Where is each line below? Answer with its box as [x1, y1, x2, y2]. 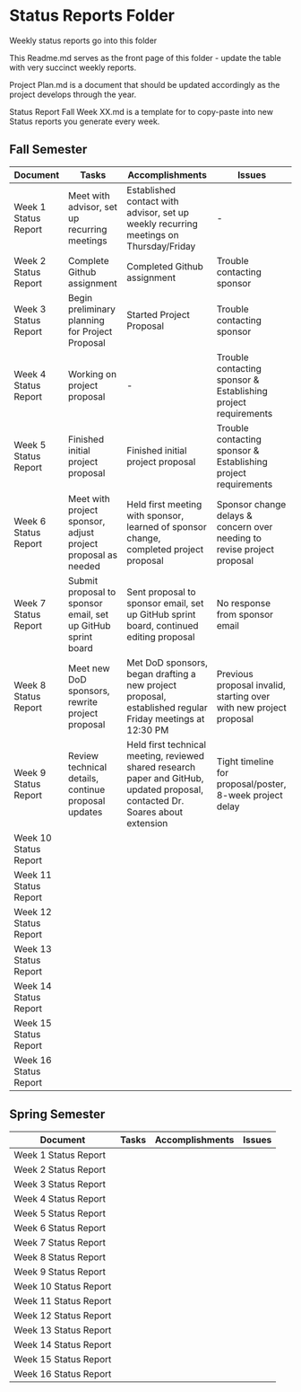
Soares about [126, 806, 184, 818]
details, [68, 771, 99, 784]
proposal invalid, [216, 679, 287, 692]
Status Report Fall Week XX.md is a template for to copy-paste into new [9, 106, 273, 117]
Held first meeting [126, 498, 202, 510]
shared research [126, 761, 195, 773]
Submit [68, 574, 99, 586]
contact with [126, 195, 179, 207]
